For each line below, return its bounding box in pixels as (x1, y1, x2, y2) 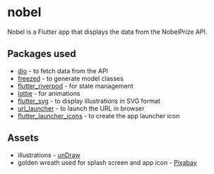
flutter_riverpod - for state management (17, 82, 133, 90)
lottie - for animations (17, 89, 81, 97)
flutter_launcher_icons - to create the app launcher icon (17, 111, 180, 120)
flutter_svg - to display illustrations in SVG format (17, 97, 160, 105)
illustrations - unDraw (17, 151, 81, 159)
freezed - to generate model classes (17, 74, 124, 82)
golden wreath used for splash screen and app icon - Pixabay (17, 158, 198, 166)
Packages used (7, 48, 76, 60)
